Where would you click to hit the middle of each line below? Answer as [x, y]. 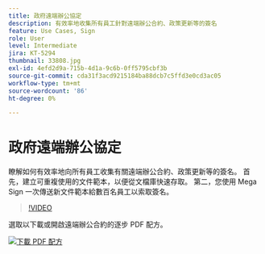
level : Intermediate [43, 46]
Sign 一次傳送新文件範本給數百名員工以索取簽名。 [91, 192]
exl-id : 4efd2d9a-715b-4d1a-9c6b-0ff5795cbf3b [88, 69]
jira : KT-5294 [32, 53]
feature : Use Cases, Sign [52, 31]
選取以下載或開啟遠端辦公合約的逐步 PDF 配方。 [88, 225]
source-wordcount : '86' [48, 91]
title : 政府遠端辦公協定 [45, 16]
